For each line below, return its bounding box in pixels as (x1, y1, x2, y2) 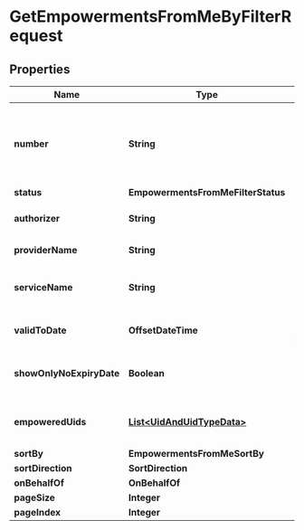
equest (9, 25, 63, 46)
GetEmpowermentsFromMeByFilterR (9, 6, 292, 27)
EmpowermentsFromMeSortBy (128, 448, 265, 459)
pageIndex (14, 506, 62, 518)
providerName (14, 244, 78, 256)
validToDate (14, 324, 67, 336)
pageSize (14, 491, 56, 504)
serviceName (14, 281, 73, 293)
